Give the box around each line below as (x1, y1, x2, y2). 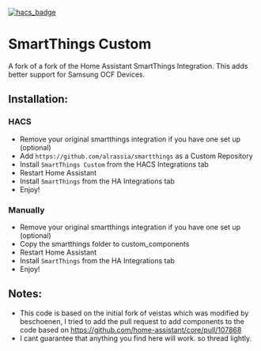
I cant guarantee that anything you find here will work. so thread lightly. (19, 333, 252, 343)
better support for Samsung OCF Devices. (8, 70, 146, 79)
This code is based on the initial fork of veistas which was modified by (19, 308, 249, 318)
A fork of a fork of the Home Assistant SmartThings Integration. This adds (8, 61, 248, 70)
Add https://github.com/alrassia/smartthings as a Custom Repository (19, 151, 253, 160)
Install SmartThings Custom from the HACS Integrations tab (19, 159, 210, 169)
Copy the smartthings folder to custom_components (19, 239, 190, 248)
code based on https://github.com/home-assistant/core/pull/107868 (19, 325, 242, 334)
